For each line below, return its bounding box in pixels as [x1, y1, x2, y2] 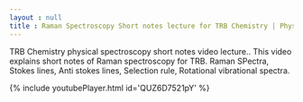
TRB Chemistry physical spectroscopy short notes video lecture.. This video [9, 46, 292, 56]
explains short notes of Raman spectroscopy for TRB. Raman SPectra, [9, 55, 270, 66]
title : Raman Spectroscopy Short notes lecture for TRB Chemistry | [9, 21, 277, 30]
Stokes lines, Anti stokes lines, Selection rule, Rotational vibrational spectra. [9, 64, 290, 76]
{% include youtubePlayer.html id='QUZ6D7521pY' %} [9, 82, 210, 93]
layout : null [9, 13, 63, 22]
